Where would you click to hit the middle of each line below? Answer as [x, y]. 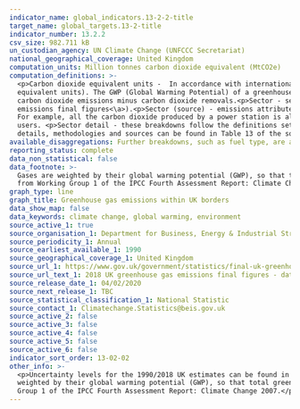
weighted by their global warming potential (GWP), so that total [143, 383]
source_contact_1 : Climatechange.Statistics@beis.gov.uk [117, 308]
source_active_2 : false [54, 317]
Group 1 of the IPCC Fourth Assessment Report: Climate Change [137, 391]
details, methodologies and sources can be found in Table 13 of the [149, 134]
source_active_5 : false [54, 341]
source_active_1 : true [51, 225]
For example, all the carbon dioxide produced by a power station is [149, 117]
